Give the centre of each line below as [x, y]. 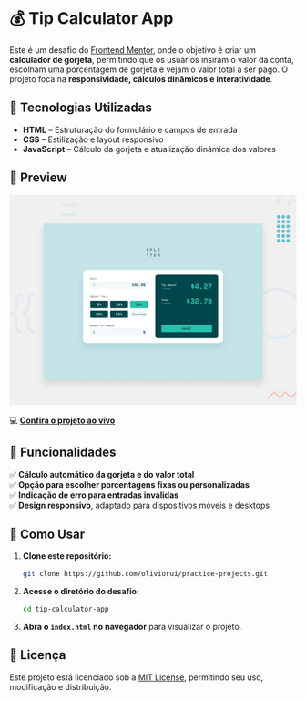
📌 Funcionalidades [63, 453]
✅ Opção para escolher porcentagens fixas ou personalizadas [130, 484]
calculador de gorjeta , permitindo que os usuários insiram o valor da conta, [152, 59]
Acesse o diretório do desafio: [81, 592]
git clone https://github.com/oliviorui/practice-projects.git [145, 574]
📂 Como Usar [47, 534]
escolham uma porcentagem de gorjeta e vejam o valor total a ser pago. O [149, 69]
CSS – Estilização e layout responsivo [93, 139]
